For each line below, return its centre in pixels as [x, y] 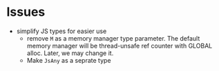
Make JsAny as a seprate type [69, 60]
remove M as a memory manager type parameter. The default [113, 38]
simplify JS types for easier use [61, 31]
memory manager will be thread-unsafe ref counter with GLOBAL [120, 45]
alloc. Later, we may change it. [70, 53]
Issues [26, 12]
